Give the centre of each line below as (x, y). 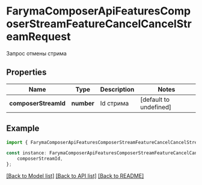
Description (117, 89)
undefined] (156, 107)
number (83, 103)
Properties (26, 73)
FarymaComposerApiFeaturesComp (99, 11)
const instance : (26, 153)
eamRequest (38, 37)
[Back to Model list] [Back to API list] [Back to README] (75, 176)
